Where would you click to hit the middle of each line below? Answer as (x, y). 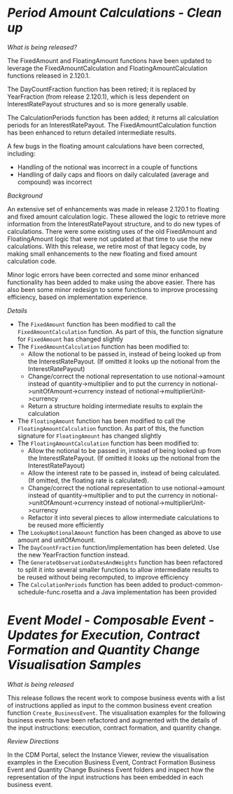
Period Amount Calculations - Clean (115, 13)
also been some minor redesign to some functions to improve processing (113, 289)
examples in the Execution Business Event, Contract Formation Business (111, 762)
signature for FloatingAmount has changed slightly (89, 436)
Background (25, 195)
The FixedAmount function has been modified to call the (97, 324)
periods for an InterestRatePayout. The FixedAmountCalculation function (112, 125)
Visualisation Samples (74, 665)
